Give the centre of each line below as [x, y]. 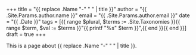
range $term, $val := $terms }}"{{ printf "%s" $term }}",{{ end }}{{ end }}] [96, 28]
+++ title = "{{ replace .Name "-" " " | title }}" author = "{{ [77, 9]
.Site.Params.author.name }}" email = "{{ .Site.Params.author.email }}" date [98, 15]
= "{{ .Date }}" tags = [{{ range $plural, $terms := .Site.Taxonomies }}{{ [93, 22]
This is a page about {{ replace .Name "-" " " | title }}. [71, 46]
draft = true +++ [26, 34]
